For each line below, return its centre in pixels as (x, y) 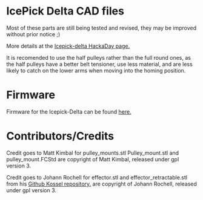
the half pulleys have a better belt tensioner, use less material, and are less (99, 64)
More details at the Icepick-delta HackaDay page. (68, 46)
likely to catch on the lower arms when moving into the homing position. (96, 70)
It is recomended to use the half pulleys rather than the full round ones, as (98, 57)
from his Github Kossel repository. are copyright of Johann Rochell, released (101, 184)
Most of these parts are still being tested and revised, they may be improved (101, 28)
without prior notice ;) (33, 34)
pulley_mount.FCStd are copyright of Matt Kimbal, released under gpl (93, 159)
